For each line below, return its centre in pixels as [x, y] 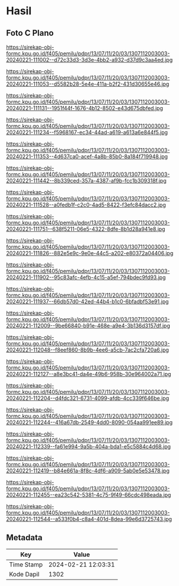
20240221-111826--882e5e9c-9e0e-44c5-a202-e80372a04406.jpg [90, 253]
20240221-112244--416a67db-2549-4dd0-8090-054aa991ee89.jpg [89, 422]
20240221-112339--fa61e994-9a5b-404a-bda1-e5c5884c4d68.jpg [88, 446]
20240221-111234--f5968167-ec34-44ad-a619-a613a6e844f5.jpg [87, 132]
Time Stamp [26, 565]
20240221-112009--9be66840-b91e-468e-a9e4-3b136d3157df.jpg [88, 326]
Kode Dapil [24, 574]
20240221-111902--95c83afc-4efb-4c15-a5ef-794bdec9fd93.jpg [86, 277]
